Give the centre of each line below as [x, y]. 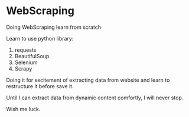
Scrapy [23, 68]
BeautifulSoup [32, 56]
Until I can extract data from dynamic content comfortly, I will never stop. [95, 98]
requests [25, 50]
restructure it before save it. [40, 86]
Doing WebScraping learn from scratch [54, 27]
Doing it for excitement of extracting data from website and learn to [88, 80]
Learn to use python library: [40, 38]
